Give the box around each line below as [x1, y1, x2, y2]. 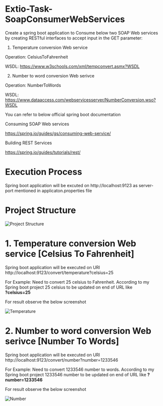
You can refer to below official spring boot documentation [5, 111, 121, 117]
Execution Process [5, 167, 82, 177]
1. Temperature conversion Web [5, 238, 136, 249]
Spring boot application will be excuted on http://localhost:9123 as [5, 182, 138, 188]
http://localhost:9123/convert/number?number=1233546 [5, 357, 118, 363]
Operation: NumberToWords [5, 82, 61, 88]
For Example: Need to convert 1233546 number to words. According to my [5, 367, 155, 372]
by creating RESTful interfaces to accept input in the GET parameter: [5, 35, 143, 41]
